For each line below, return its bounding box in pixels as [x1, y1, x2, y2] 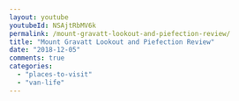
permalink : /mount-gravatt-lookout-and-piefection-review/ [9, 29, 231, 38]
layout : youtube [9, 12, 69, 22]
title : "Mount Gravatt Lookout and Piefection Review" [9, 37, 215, 47]
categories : [9, 62, 53, 71]
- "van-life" [17, 78, 65, 87]
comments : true [9, 54, 65, 62]
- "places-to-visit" [17, 70, 93, 79]
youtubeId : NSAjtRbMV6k [9, 21, 97, 30]
